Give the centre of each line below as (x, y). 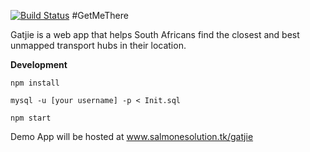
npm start (31, 118)
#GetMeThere (100, 15)
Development (39, 64)
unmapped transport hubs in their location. (98, 45)
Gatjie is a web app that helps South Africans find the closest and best (155, 34)
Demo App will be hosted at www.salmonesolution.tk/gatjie (132, 136)
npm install (35, 83)
